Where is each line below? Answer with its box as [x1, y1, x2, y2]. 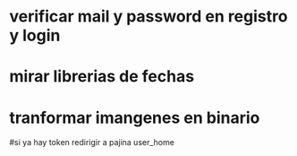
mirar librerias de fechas [9, 66, 195, 87]
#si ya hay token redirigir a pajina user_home [9, 137, 174, 148]
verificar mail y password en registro [9, 6, 288, 27]
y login [9, 25, 61, 46]
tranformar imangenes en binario [9, 108, 260, 127]
